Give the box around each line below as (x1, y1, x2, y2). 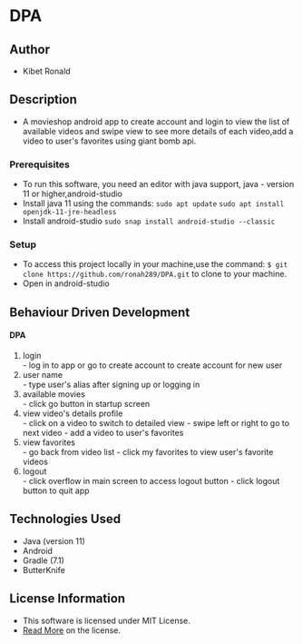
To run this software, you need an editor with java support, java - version (22, 179, 295, 190)
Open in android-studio (22, 278, 111, 289)
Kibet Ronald (22, 65, 71, 76)
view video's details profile (22, 408, 123, 419)
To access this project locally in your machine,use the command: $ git (22, 259, 288, 270)
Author (9, 42, 50, 57)
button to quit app (22, 485, 90, 496)
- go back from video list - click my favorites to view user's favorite (22, 447, 274, 457)
